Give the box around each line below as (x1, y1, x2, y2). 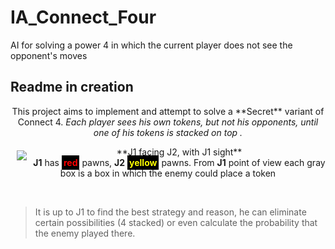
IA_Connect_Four (10, 6, 157, 29)
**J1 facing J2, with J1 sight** (116, 146, 243, 158)
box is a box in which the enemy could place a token (59, 167, 277, 179)
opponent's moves (10, 49, 88, 61)
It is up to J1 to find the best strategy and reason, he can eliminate (34, 206, 307, 218)
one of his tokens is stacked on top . (93, 126, 243, 138)
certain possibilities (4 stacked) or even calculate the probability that (34, 216, 318, 228)
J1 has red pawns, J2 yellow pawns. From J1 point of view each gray (33, 156, 326, 168)
